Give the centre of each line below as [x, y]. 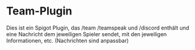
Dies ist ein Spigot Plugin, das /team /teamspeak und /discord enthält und [98, 28]
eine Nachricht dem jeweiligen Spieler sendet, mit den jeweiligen [87, 34]
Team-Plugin [39, 11]
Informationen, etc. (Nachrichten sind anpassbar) [68, 40]
